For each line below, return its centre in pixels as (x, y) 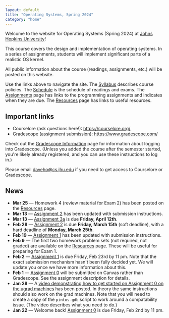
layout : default (22, 10)
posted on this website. (30, 75)
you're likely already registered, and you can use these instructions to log (81, 154)
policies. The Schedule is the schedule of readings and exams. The (75, 90)
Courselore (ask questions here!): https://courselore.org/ (71, 129)
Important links (30, 116)
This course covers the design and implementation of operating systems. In (84, 49)
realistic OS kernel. (25, 60)
